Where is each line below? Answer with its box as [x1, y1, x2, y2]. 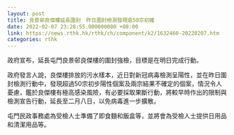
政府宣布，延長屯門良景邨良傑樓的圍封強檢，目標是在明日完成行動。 [7, 56, 203, 65]
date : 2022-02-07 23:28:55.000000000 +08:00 [7, 23, 139, 30]
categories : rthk [7, 36, 58, 43]
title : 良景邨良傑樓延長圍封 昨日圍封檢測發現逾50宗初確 [7, 17, 155, 24]
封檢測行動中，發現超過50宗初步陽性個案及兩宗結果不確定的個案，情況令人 [7, 79, 223, 88]
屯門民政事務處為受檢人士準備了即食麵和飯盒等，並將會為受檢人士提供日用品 [7, 112, 227, 120]
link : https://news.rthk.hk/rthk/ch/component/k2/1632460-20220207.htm [7, 29, 219, 37]
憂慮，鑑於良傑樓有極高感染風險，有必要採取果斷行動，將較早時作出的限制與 [7, 88, 227, 97]
